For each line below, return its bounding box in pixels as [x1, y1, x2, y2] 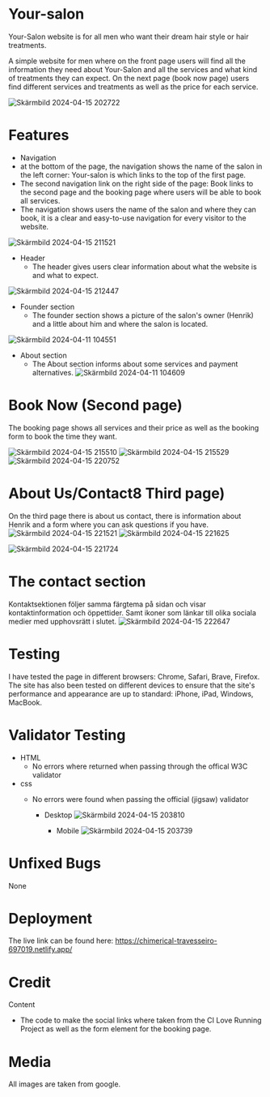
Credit [8, 973, 51, 992]
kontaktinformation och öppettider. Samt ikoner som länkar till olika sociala [8, 607, 257, 617]
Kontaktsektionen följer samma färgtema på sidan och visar [8, 599, 206, 609]
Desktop [44, 810, 73, 820]
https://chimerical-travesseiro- [115, 936, 217, 945]
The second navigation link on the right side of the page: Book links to [19, 178, 254, 188]
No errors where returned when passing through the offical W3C [32, 761, 248, 771]
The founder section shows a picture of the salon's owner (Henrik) [32, 310, 255, 320]
